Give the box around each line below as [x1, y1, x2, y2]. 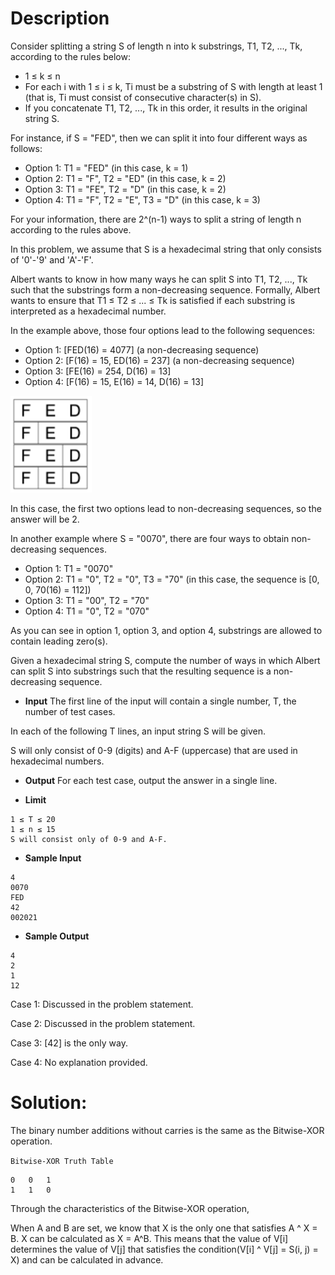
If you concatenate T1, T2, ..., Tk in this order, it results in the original [24, 102, 308, 114]
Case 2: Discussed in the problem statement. [10, 1017, 196, 1029]
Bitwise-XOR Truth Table [10, 1156, 114, 1166]
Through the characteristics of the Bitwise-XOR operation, [10, 1202, 250, 1214]
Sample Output [24, 930, 90, 942]
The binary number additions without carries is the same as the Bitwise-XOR [10, 1124, 325, 1136]
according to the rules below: [10, 50, 131, 62]
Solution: [10, 1092, 88, 1114]
